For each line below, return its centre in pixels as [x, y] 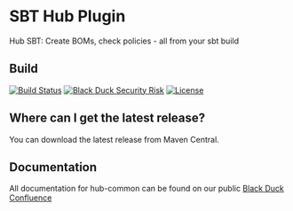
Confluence [31, 198]
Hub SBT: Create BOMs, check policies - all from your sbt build [124, 41]
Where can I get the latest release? [107, 118]
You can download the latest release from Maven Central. [114, 139]
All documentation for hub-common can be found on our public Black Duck [146, 189]
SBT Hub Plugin [67, 16]
